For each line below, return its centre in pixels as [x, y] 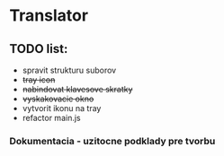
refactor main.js [51, 118]
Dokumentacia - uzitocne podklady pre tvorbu [112, 141]
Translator [49, 16]
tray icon [39, 80]
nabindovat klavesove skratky [77, 89]
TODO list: [39, 49]
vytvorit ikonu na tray [62, 108]
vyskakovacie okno [58, 99]
